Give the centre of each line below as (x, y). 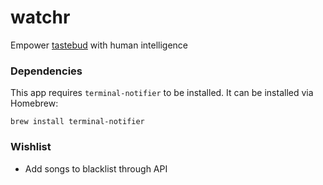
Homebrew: (34, 103)
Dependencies (46, 71)
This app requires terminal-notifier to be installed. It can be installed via (162, 93)
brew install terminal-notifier (77, 122)
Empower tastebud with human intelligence (99, 45)
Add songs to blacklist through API (96, 168)
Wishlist (31, 147)
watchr (40, 17)
